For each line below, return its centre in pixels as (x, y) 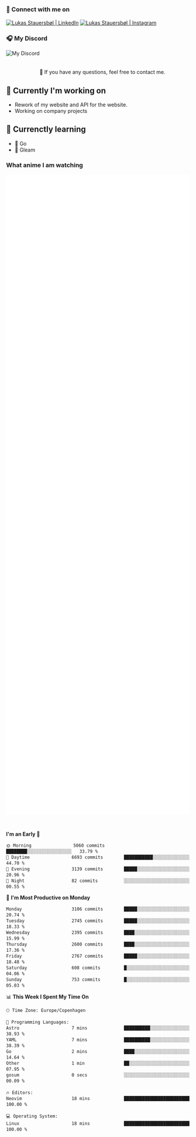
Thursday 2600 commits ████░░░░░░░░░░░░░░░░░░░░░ (98, 944)
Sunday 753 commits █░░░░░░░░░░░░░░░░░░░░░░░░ (98, 980)
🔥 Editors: (20, 1092)
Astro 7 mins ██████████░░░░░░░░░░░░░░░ (98, 1028)
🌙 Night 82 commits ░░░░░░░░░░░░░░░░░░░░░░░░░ (98, 881)
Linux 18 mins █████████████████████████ (98, 1123)
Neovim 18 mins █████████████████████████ (98, 1098)
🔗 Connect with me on (38, 9)
